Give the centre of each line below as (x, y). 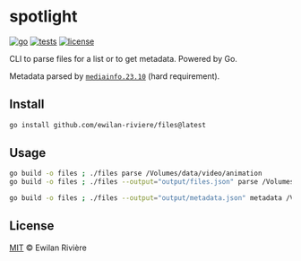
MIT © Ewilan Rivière (48, 248)
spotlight (43, 17)
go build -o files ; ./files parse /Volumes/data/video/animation (136, 174)
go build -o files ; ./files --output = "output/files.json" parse (133, 182)
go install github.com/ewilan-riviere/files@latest (107, 125)
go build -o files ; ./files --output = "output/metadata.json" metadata (146, 198)
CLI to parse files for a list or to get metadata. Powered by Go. (123, 58)
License (32, 226)
